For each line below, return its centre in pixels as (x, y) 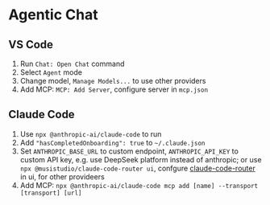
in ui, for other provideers (62, 176)
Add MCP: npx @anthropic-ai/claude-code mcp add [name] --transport (139, 185)
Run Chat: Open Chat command (72, 64)
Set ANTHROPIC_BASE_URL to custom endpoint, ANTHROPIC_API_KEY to (129, 151)
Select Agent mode (51, 72)
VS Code (31, 45)
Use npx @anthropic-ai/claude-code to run (91, 133)
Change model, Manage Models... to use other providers (113, 81)
